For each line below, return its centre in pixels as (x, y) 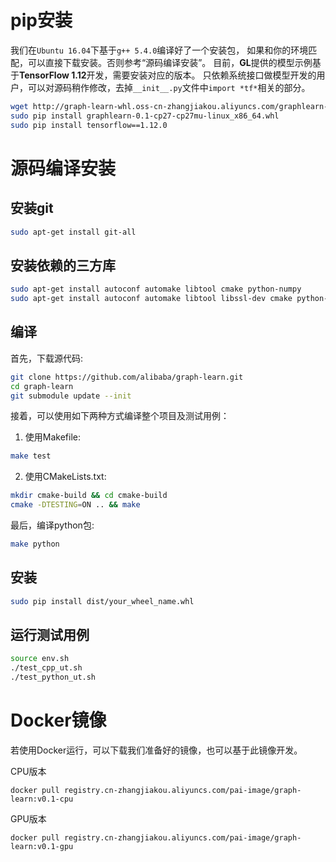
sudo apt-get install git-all (73, 232)
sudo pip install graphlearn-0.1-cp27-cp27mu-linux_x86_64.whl (145, 116)
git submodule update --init (71, 396)
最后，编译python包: (52, 525)
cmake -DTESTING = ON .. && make (75, 505)
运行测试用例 (50, 635)
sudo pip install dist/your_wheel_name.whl (102, 601)
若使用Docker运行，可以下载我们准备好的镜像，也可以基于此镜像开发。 (156, 750)
